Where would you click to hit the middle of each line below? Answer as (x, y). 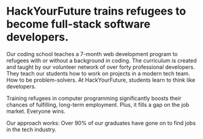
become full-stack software (79, 24)
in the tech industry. (31, 129)
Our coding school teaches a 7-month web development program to (92, 54)
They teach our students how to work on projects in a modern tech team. (98, 73)
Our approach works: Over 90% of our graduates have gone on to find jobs (101, 123)
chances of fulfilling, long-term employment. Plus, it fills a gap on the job (98, 104)
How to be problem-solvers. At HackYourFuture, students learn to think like (101, 80)
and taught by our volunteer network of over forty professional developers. (101, 67)
